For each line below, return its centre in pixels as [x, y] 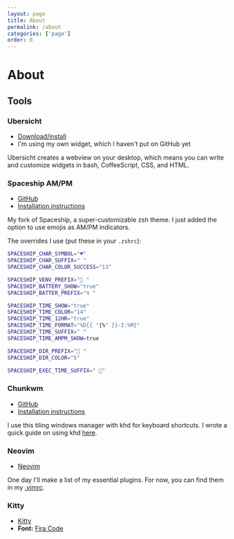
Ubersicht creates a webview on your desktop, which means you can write [116, 157]
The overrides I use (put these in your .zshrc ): [74, 241]
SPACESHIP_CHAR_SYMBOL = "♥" [47, 254]
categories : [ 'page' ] [39, 34]
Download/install [42, 136]
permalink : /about [34, 27]
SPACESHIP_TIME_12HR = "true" [49, 319]
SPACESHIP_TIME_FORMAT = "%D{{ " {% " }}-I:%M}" [74, 325]
